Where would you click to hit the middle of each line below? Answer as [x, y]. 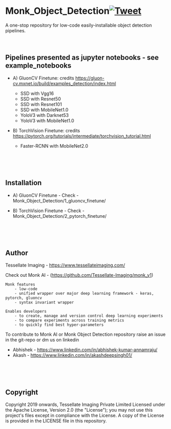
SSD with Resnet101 [41, 104]
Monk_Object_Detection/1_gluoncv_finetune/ [59, 200]
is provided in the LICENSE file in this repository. [56, 421]
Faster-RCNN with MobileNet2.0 [54, 146]
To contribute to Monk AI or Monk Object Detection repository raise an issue [86, 334]
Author [17, 253]
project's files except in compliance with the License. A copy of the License [85, 416]
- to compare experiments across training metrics [69, 320]
